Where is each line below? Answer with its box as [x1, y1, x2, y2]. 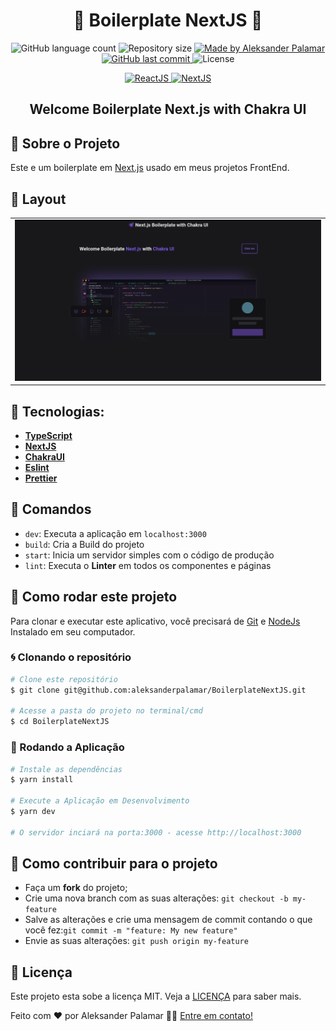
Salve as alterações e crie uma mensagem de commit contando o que [24, 914, 313, 926]
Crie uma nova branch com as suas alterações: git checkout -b [24, 892, 289, 904]
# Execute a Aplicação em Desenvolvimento [10, 796, 190, 806]
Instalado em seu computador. [10, 625, 136, 638]
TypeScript [24, 429, 73, 441]
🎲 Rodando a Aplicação [10, 740, 125, 754]
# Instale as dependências [10, 764, 123, 774]
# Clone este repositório [10, 674, 118, 684]
